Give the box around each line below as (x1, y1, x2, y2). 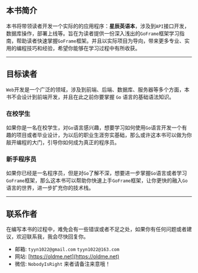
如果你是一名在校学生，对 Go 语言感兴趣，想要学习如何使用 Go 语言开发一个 (6, 123, 182, 131)
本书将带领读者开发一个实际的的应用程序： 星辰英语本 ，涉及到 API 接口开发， (6, 22, 190, 30)
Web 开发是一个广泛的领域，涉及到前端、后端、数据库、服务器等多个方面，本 (6, 86, 190, 93)
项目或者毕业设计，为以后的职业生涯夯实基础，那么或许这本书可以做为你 (16, 131, 192, 138)
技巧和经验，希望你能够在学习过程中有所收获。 (26, 44, 140, 51)
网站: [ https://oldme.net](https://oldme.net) (14, 253, 120, 260)
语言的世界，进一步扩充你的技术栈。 (6, 184, 94, 191)
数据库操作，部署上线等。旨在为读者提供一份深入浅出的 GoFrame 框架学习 (6, 30, 180, 37)
